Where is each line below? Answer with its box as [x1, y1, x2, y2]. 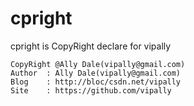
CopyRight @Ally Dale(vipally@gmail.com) [10, 59, 186, 69]
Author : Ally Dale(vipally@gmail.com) [10, 68, 182, 78]
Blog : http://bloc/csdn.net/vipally [10, 77, 182, 87]
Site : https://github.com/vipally [10, 85, 172, 96]
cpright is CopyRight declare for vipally [10, 40, 172, 52]
